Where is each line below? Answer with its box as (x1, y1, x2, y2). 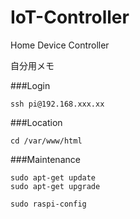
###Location (10, 116, 63, 128)
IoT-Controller (10, 6, 130, 29)
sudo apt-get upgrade (10, 181, 101, 191)
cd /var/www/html (10, 136, 83, 146)
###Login (10, 79, 51, 91)
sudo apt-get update (10, 172, 97, 183)
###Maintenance (10, 153, 81, 165)
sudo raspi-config (10, 199, 87, 209)
